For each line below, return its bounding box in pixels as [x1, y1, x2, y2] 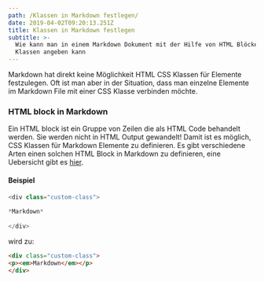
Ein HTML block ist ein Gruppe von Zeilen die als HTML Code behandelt [8, 124, 241, 134]
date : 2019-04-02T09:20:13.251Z [8, 19, 114, 27]
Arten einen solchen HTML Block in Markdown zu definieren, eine [8, 149, 222, 158]
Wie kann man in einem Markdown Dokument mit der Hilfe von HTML [15, 41, 234, 49]
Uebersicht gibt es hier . [8, 158, 84, 167]
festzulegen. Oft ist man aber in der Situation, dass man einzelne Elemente [8, 78, 250, 87]
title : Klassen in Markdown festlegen [8, 26, 135, 34]
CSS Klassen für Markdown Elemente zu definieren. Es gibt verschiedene [8, 141, 246, 150]
